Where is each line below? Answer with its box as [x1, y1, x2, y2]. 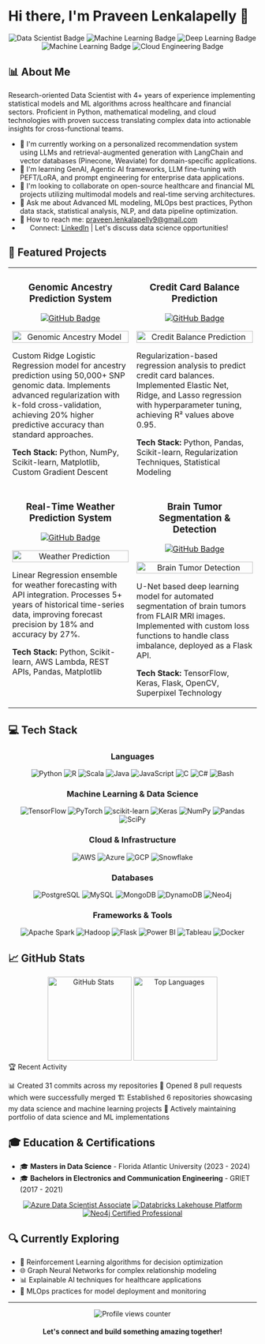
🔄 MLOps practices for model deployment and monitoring [19, 1286, 207, 1296]
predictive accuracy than [12, 420, 105, 431]
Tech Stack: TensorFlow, [136, 668, 230, 679]
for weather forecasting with [12, 580, 118, 591]
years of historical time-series [12, 599, 125, 610]
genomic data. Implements [12, 380, 110, 391]
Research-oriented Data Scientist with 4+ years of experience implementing [8, 90, 256, 99]
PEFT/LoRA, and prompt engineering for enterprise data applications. [19, 173, 244, 182]
